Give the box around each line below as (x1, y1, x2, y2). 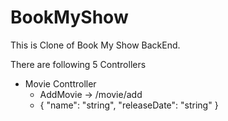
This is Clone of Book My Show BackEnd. (10, 39, 181, 51)
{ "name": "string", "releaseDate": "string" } (39, 99, 219, 111)
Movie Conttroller (24, 77, 97, 90)
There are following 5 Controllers (10, 58, 147, 70)
